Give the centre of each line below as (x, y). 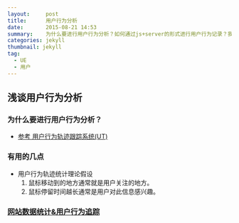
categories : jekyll (36, 41)
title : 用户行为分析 (43, 21)
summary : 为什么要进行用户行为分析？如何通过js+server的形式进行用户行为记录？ (118, 34)
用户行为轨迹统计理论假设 (55, 173)
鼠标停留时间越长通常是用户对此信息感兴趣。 (94, 191)
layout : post (33, 14)
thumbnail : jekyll (34, 47)
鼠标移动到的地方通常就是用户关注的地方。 (91, 182)
